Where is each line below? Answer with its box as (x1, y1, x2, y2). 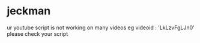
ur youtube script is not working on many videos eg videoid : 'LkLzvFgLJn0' (7, 24, 195, 31)
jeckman (7, 4, 51, 18)
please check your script (7, 30, 68, 37)
